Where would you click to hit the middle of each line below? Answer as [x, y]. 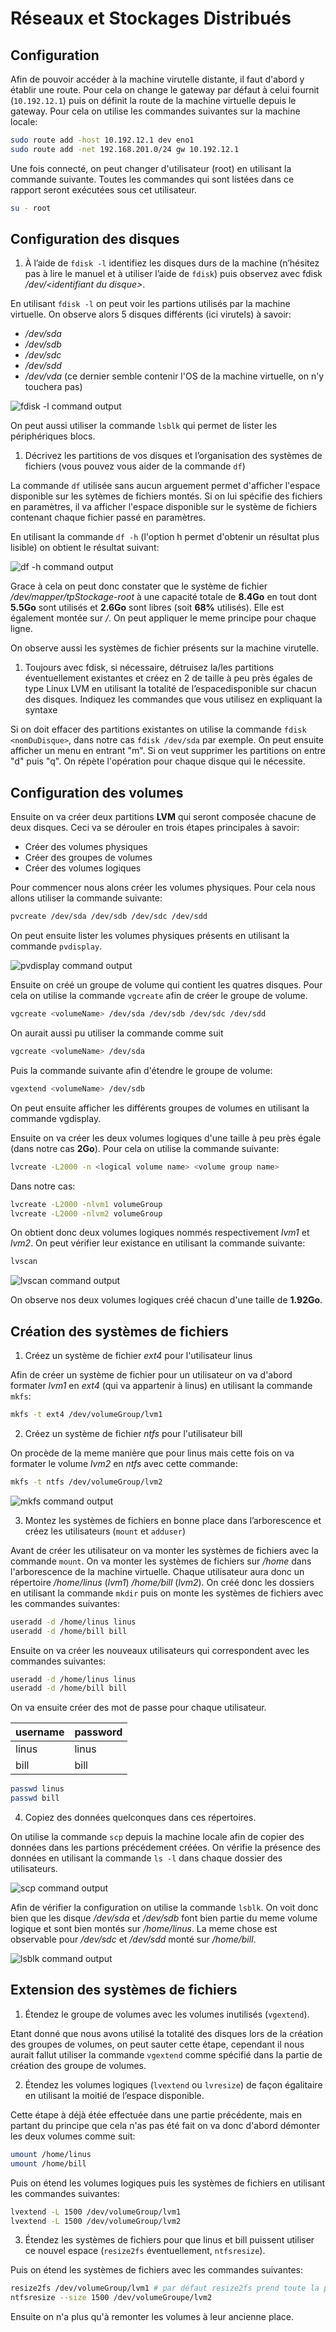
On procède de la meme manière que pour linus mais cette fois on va [152, 1453]
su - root [31, 208]
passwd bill [35, 1798]
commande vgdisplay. [56, 1118]
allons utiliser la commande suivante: [86, 898]
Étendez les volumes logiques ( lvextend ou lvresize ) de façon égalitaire [173, 2084]
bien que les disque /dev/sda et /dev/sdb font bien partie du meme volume [164, 1918]
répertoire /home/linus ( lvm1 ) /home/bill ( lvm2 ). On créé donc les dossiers [162, 1582]
